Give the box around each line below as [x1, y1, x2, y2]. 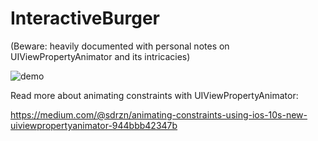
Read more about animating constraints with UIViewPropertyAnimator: [10, 89, 299, 101]
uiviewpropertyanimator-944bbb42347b [10, 119, 178, 131]
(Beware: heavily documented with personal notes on [10, 40, 230, 52]
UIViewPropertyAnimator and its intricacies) [10, 50, 191, 62]
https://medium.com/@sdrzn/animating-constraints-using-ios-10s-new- [10, 108, 308, 121]
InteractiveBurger [10, 7, 160, 30]
